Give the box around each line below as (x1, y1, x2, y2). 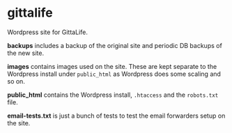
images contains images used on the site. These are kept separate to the (7, 62, 217, 70)
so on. (7, 77, 26, 85)
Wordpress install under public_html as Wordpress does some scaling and (7, 70, 222, 78)
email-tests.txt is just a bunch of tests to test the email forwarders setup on (7, 111, 226, 120)
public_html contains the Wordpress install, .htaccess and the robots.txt (7, 91, 219, 99)
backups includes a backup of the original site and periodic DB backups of (7, 41, 223, 49)
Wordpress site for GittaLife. (7, 28, 88, 36)
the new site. (7, 49, 44, 57)
